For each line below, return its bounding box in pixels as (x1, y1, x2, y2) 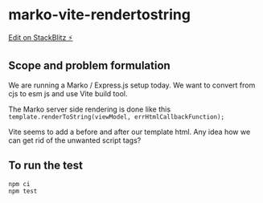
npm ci (8, 180, 31, 188)
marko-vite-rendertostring (8, 6, 191, 24)
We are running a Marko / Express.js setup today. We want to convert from (8, 80, 256, 90)
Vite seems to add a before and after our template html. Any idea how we (8, 127, 251, 136)
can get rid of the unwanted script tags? (8, 135, 142, 145)
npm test (8, 187, 38, 195)
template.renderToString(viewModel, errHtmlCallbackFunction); (8, 112, 225, 121)
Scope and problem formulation (8, 59, 171, 73)
